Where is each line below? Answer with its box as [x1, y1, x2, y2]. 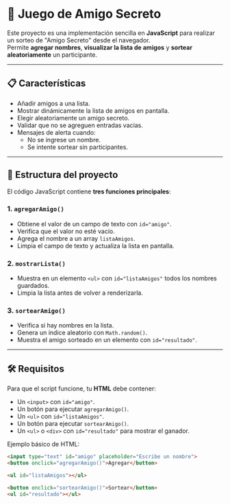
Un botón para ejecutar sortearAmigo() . [16, 420, 129, 428]
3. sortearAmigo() [7, 306, 66, 315]
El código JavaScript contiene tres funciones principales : [7, 187, 171, 196]
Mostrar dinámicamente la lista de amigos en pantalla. [16, 106, 170, 115]
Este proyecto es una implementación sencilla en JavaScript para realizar [7, 29, 216, 37]
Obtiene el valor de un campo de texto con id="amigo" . [16, 220, 172, 228]
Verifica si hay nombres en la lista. [16, 321, 114, 330]
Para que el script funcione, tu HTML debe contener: [7, 384, 156, 393]
